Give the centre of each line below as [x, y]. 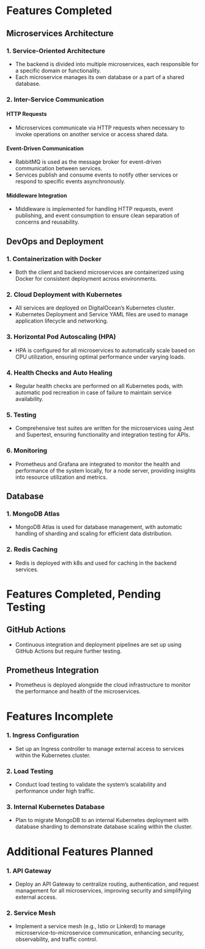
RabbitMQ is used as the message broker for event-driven [88, 162]
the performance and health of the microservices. [78, 692]
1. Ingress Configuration [43, 735]
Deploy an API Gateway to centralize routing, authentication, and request [107, 884]
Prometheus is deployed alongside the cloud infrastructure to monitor [103, 685]
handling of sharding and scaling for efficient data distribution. [94, 533]
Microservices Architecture [60, 33]
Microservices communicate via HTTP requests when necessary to [100, 128]
